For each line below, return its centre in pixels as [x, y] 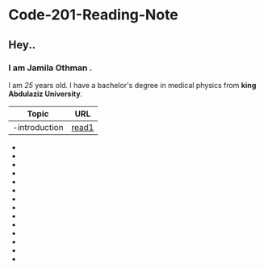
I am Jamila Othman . [50, 68]
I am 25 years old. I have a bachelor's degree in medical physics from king [132, 85]
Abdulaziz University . [46, 94]
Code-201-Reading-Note [94, 15]
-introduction [38, 127]
